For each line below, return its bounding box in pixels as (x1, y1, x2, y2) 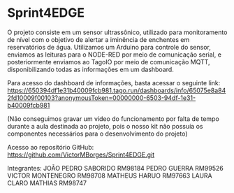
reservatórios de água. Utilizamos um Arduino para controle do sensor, (7, 43, 212, 51)
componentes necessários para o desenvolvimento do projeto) (7, 129, 188, 138)
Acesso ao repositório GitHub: (7, 143, 94, 151)
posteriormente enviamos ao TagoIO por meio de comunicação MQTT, (7, 57, 211, 66)
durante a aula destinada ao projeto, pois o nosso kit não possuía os (7, 122, 203, 130)
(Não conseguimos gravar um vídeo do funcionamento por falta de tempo (7, 114, 220, 123)
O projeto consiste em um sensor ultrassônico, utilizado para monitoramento (7, 28, 228, 36)
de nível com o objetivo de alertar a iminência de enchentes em (7, 35, 190, 43)
